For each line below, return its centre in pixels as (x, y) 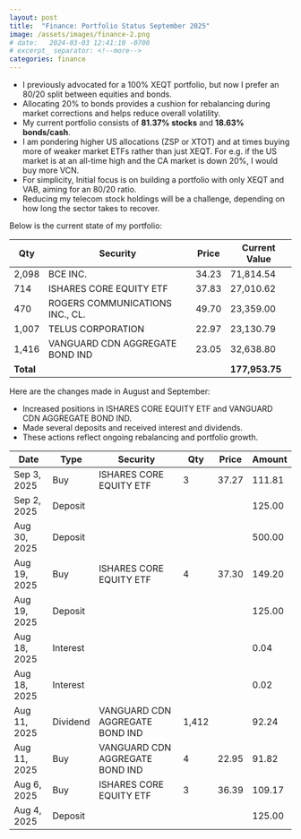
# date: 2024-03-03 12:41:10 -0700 (80, 43)
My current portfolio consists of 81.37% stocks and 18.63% (133, 123)
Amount (270, 459)
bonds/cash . (47, 132)
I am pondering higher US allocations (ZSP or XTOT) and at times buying (156, 141)
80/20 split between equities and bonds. (97, 94)
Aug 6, (28, 784)
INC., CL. (67, 314)
